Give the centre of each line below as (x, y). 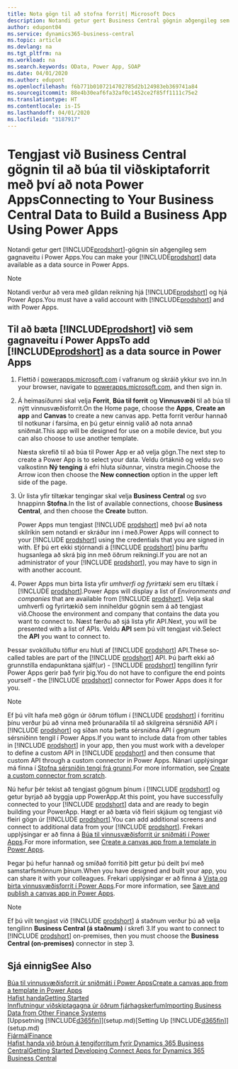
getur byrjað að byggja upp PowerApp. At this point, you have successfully (115, 797)
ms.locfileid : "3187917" (44, 119)
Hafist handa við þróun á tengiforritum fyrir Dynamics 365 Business (106, 1043)
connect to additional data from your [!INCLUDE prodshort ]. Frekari (105, 827)
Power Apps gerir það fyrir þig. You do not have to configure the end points (116, 673)
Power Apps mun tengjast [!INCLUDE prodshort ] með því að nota (112, 525)
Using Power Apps (63, 229)
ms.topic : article (34, 40)
